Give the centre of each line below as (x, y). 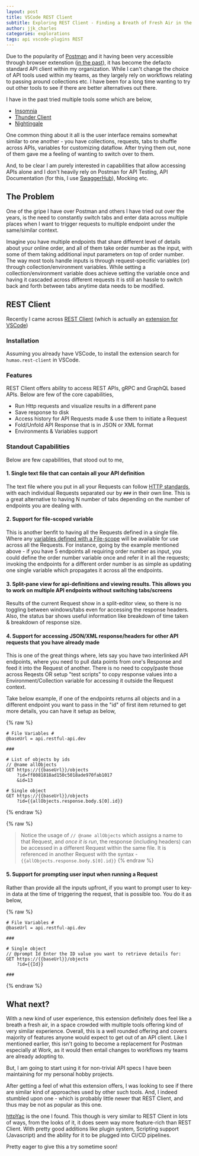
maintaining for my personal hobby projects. (60, 1075)
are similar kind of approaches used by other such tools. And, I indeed (92, 1092)
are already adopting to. (35, 1057)
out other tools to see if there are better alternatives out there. (82, 88)
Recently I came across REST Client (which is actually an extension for (92, 319)
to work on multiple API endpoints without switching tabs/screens (89, 590)
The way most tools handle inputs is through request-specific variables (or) (98, 260)
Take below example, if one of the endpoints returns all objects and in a (93, 699)
